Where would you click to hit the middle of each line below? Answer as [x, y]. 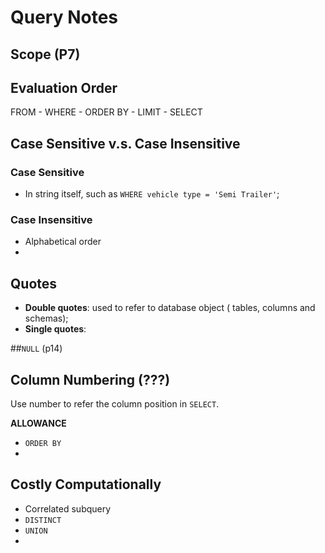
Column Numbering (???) [90, 379]
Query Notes [64, 17]
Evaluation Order [64, 87]
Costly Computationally [86, 484]
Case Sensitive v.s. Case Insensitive [125, 143]
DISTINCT [43, 520]
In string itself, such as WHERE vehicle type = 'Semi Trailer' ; [152, 194]
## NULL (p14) [36, 348]
